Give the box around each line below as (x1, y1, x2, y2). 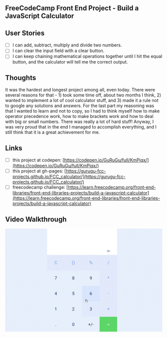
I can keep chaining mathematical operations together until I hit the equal (12, 53, 163, 59)
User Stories (5, 28, 45, 37)
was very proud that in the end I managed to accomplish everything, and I (5, 124, 157, 130)
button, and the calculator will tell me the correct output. (12, 59, 128, 65)
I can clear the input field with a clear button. (12, 47, 105, 54)
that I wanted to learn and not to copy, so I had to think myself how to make (5, 108, 160, 114)
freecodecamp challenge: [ (12, 184, 68, 190)
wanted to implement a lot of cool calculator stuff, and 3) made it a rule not (5, 97, 159, 103)
